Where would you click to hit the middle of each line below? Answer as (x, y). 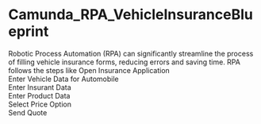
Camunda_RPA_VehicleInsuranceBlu (131, 15)
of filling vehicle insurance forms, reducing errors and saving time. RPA (124, 62)
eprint (29, 31)
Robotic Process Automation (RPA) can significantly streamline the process (131, 53)
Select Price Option (40, 104)
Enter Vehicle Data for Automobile (63, 79)
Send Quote (28, 112)
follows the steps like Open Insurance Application (89, 70)
